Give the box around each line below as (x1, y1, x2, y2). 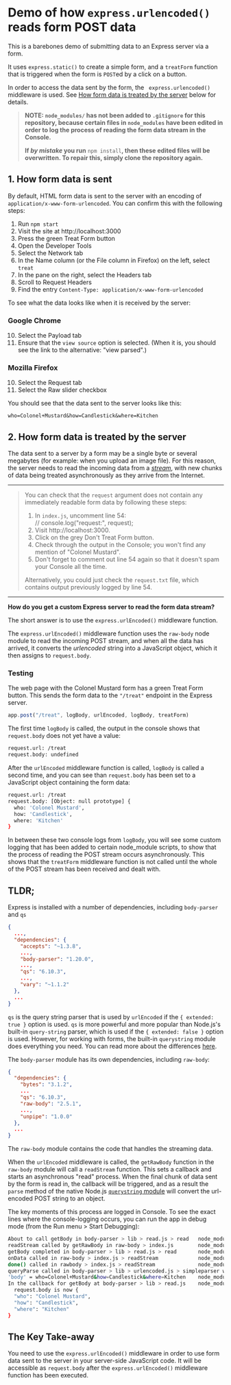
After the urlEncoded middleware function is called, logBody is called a (8, 764, 204, 772)
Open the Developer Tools (17, 242, 92, 250)
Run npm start (17, 220, 59, 228)
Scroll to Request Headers (17, 278, 92, 286)
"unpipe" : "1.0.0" (20, 1113, 73, 1120)
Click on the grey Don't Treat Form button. (34, 533, 154, 542)
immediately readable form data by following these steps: (24, 498, 187, 507)
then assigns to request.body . (8, 651, 92, 660)
